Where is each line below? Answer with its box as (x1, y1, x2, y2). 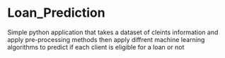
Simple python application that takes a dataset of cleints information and (7, 28, 219, 36)
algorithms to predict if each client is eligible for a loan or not (7, 43, 185, 51)
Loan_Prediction (7, 5, 105, 21)
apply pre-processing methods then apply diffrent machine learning (7, 35, 205, 43)
